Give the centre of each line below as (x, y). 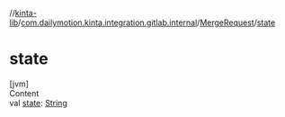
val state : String (38, 103)
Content (24, 93)
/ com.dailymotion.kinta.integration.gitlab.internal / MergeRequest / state (147, 22)
